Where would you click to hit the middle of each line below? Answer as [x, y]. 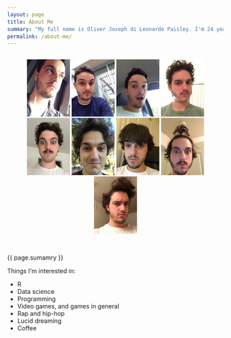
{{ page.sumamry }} [35, 257]
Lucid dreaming [39, 321]
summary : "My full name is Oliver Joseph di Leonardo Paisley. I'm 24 [110, 29]
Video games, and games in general [68, 306]
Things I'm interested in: [41, 271]
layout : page [26, 14]
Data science [36, 291]
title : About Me [30, 22]
